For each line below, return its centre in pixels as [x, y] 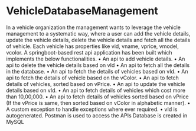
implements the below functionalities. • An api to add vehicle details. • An [96, 59]
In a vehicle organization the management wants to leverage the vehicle [94, 27]
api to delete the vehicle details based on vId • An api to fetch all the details [98, 65]
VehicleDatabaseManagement [82, 11]
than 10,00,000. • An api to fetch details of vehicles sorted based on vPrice [97, 97]
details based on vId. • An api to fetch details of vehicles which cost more [96, 90]
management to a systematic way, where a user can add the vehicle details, [98, 33]
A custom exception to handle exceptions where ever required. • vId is [92, 109]
